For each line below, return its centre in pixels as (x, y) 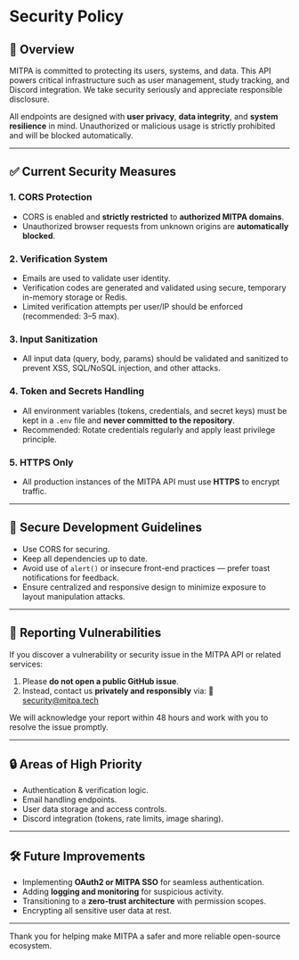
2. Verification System (59, 259)
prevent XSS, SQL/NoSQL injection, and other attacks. (121, 368)
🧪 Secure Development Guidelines (106, 528)
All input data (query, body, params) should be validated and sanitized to (155, 359)
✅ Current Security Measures (93, 172)
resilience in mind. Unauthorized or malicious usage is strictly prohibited (142, 126)
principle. (39, 439)
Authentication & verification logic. (85, 790)
